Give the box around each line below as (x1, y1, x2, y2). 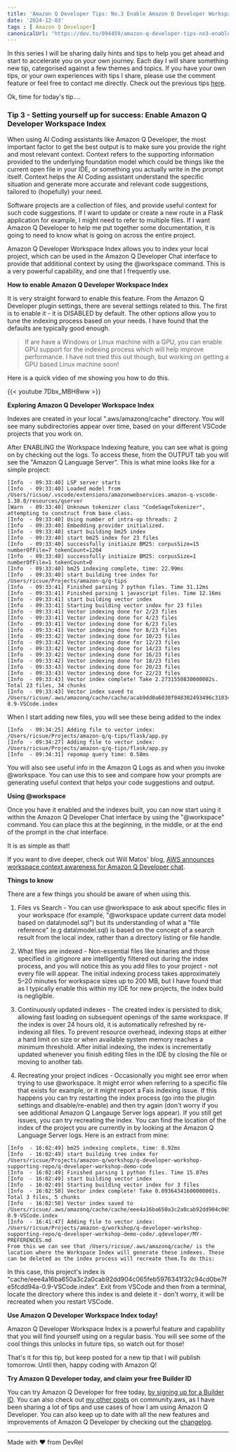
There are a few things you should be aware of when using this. (7, 890, 192, 898)
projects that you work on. (7, 429, 84, 438)
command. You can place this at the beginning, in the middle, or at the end (7, 820, 223, 829)
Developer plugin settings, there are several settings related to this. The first (7, 302, 228, 310)
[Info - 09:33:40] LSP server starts (7, 479, 121, 486)
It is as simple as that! (7, 841, 70, 850)
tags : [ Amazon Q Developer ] (7, 23, 96, 30)
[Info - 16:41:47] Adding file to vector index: (7, 1218, 156, 1225)
